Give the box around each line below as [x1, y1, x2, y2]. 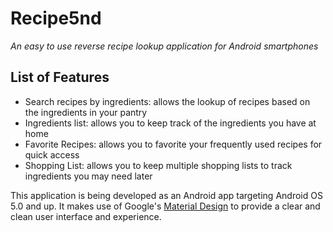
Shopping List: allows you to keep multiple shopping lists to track [24, 159, 293, 171]
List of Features [10, 69, 110, 86]
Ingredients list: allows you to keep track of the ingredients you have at [24, 117, 317, 129]
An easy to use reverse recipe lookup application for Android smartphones [10, 40, 319, 52]
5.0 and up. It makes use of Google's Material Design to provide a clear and [10, 200, 321, 212]
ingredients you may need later [24, 170, 153, 182]
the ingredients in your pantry [24, 106, 148, 118]
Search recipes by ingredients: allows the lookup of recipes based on [24, 95, 311, 107]
